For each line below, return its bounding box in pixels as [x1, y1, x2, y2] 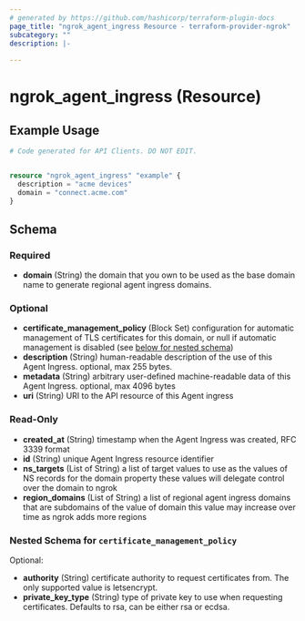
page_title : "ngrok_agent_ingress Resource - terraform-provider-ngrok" [9, 22, 291, 31]
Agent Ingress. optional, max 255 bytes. [22, 361, 173, 372]
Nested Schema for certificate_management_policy [9, 534, 238, 546]
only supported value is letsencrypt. [22, 582, 158, 593]
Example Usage [9, 122, 100, 137]
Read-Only [9, 413, 59, 426]
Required [9, 249, 51, 261]
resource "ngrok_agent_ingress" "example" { [9, 171, 181, 180]
